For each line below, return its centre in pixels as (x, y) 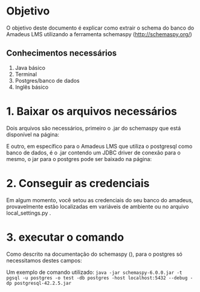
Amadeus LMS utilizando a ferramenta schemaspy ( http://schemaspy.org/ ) (99, 34)
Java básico (30, 68)
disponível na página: (33, 135)
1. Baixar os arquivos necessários (92, 111)
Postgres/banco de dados (47, 80)
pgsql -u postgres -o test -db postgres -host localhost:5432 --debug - (100, 278)
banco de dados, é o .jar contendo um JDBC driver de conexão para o (94, 153)
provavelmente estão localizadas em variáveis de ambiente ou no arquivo (98, 206)
